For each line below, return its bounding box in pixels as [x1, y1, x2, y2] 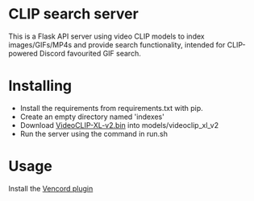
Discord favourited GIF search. [39, 48, 141, 58]
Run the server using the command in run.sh [19, 129, 168, 138]
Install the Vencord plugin [8, 183, 94, 193]
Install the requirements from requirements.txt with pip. [19, 103, 203, 113]
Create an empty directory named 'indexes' [19, 112, 165, 121]
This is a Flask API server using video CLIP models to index [8, 31, 205, 41]
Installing [8, 77, 73, 95]
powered [8, 48, 38, 58]
